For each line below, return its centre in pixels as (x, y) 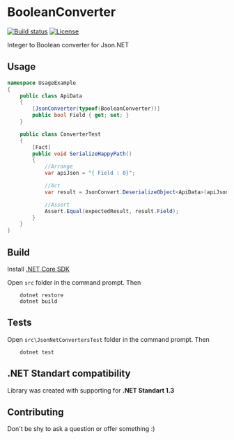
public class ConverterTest (60, 134)
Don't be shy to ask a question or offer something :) (81, 429)
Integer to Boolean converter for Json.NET (68, 45)
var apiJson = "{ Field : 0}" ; (90, 173)
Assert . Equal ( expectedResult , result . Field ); (111, 211)
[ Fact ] (42, 147)
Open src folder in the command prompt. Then (74, 282)
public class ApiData (51, 96)
